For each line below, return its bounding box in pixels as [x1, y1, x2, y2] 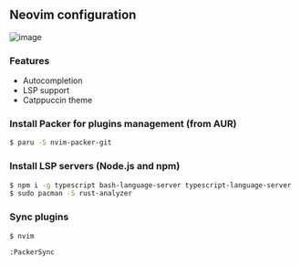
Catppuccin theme [22, 95, 93, 106]
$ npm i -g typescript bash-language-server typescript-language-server [9, 180, 292, 190]
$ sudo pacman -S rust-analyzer [9, 189, 132, 198]
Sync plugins [9, 210, 69, 223]
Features [9, 54, 50, 67]
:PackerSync [9, 247, 55, 257]
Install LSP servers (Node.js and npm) [9, 160, 181, 173]
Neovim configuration [9, 7, 137, 23]
